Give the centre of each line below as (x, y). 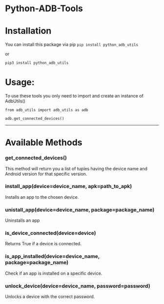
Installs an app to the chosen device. (42, 197)
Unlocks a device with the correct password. (50, 297)
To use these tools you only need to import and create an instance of (74, 96)
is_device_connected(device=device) (51, 233)
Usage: (20, 82)
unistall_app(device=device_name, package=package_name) (80, 210)
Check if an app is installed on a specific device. (54, 273)
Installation (28, 31)
